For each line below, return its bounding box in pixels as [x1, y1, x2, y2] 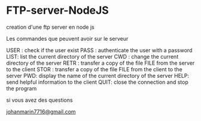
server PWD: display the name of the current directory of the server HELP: [6, 72, 190, 79]
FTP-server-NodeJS [6, 4, 109, 17]
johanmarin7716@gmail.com [6, 108, 76, 115]
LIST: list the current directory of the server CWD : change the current [6, 53, 179, 60]
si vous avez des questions [6, 96, 73, 104]
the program [6, 84, 37, 92]
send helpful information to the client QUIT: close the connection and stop [6, 78, 188, 86]
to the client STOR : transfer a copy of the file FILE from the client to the [6, 65, 182, 72]
